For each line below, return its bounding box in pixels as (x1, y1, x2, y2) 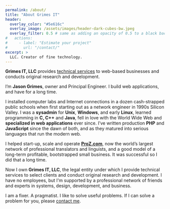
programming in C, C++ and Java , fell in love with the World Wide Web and (5, 115, 162, 121)
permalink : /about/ (5, 7, 47, 13)
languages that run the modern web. (5, 131, 81, 137)
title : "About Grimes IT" (5, 12, 60, 17)
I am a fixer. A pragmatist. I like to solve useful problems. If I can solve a (5, 193, 155, 199)
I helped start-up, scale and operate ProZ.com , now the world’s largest (5, 141, 153, 147)
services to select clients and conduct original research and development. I (5, 172, 162, 178)
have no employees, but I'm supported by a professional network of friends (5, 178, 163, 184)
